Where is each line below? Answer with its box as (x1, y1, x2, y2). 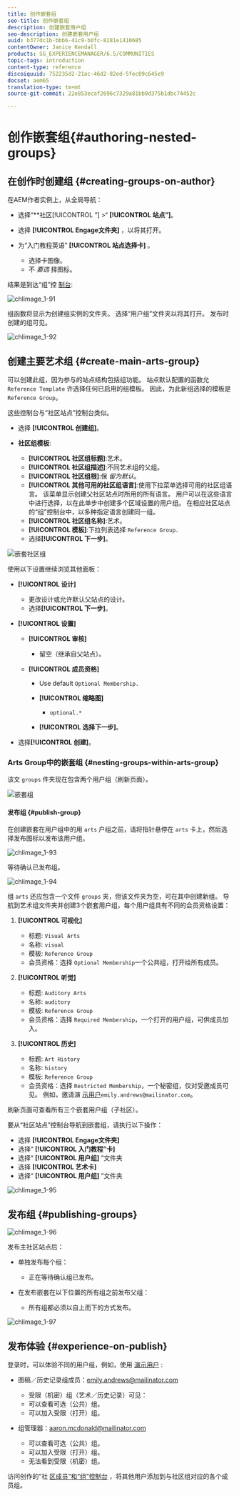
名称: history (28, 1064, 68, 1072)
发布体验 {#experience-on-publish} (7, 1340, 168, 1352)
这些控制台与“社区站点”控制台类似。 (7, 408, 113, 417)
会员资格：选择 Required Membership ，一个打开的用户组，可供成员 (28, 1015, 223, 1024)
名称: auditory (28, 997, 71, 1006)
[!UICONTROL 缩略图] (39, 694, 104, 702)
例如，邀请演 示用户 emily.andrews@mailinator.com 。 (42, 1090, 197, 1099)
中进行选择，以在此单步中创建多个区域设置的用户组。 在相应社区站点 (28, 498, 230, 507)
